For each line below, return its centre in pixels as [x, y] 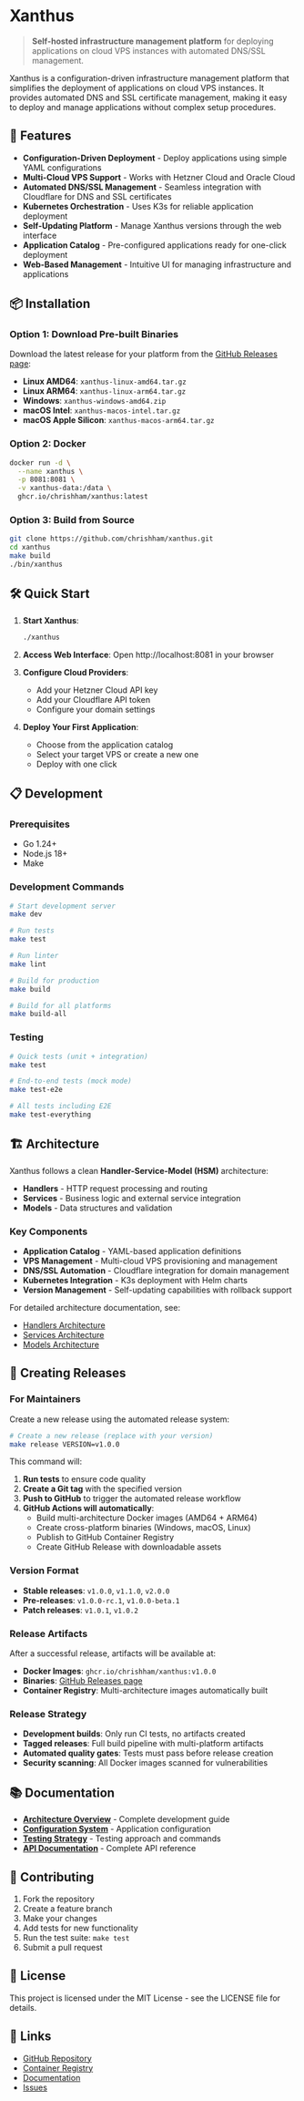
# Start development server [63, 906]
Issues [35, 2087]
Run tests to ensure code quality [84, 1479]
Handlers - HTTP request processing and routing [115, 1188]
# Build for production [55, 981]
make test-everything [51, 1115]
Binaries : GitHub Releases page [82, 1681]
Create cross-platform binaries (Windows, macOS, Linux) [143, 1528]
